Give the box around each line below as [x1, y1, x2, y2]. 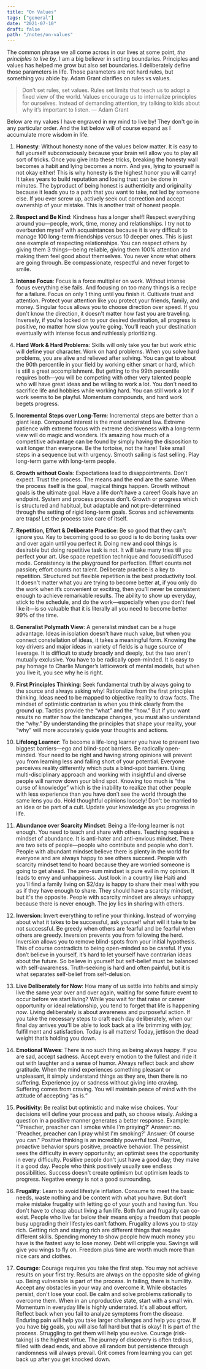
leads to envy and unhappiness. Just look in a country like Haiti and [15, 874, 186, 882]
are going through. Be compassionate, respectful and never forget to [15, 259, 189, 267]
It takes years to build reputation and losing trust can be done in [15, 175, 177, 183]
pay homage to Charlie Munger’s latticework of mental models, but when [15, 663, 200, 670]
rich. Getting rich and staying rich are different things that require [15, 1227, 181, 1234]
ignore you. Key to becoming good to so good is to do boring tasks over [15, 533, 197, 541]
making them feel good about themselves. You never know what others [15, 253, 196, 260]
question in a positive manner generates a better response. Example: [15, 1117, 190, 1124]
